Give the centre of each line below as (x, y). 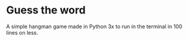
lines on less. (22, 32)
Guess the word (46, 10)
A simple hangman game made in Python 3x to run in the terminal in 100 (94, 26)
